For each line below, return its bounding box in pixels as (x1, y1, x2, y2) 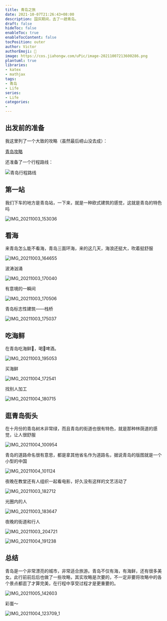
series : (5, 90, 21, 95)
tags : (5, 76, 16, 81)
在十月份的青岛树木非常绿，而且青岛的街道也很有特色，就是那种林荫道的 (5, 425, 153, 432)
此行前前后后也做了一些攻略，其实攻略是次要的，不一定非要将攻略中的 (13, 574, 158, 580)
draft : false (5, 21, 32, 26)
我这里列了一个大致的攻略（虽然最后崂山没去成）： (5, 138, 108, 144)
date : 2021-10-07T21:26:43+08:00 (5, 12, 75, 17)
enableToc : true (5, 30, 39, 35)
